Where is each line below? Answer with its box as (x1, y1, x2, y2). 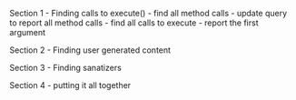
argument (9, 27, 46, 37)
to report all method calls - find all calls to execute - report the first (9, 17, 259, 28)
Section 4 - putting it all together (9, 80, 132, 90)
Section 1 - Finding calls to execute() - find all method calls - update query (9, 8, 288, 18)
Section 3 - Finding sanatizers (9, 63, 123, 73)
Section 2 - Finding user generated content (9, 45, 171, 55)
